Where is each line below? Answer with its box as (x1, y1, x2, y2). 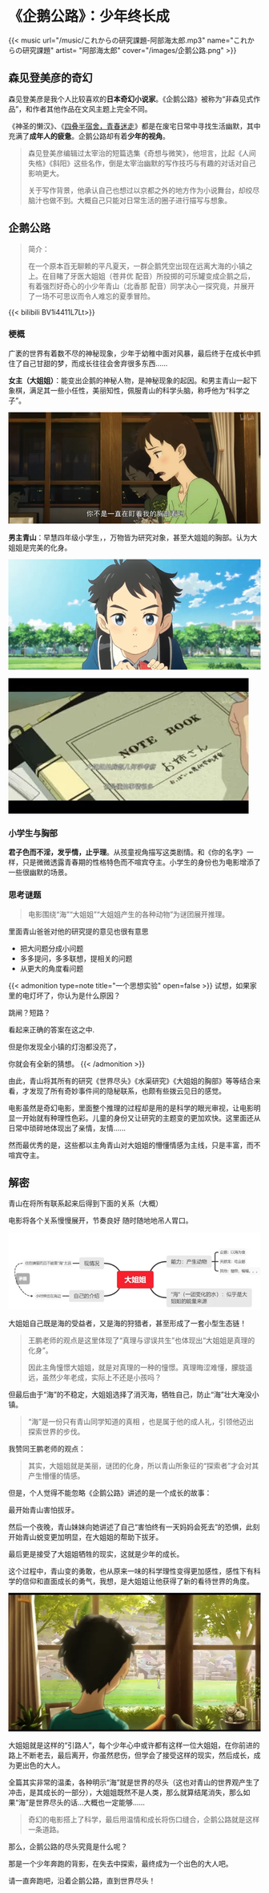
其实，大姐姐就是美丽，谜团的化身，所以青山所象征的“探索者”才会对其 (27, 1460, 259, 1470)
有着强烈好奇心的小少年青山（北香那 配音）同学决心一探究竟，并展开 (27, 281, 255, 291)
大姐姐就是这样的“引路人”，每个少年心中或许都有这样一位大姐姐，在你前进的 (8, 1740, 260, 1750)
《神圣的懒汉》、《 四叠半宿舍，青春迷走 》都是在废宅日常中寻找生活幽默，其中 (8, 121, 261, 131)
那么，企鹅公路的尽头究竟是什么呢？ (8, 1842, 128, 1851)
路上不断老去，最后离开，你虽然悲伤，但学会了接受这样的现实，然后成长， (8, 1750, 254, 1760)
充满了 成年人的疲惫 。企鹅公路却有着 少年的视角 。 (8, 131, 170, 140)
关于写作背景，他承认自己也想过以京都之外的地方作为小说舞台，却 (27, 185, 246, 195)
